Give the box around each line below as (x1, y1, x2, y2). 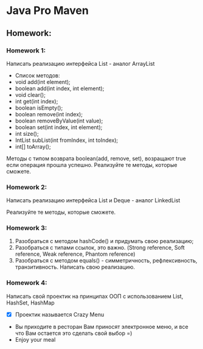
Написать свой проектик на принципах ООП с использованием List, (6, 292, 184, 300)
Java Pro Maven (6, 4, 89, 18)
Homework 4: (6, 278, 47, 287)
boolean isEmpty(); (15, 104, 63, 111)
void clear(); (15, 91, 46, 98)
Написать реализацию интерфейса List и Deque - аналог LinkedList (6, 197, 181, 204)
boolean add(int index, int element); (15, 85, 105, 92)
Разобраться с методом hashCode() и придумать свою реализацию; (15, 238, 194, 245)
